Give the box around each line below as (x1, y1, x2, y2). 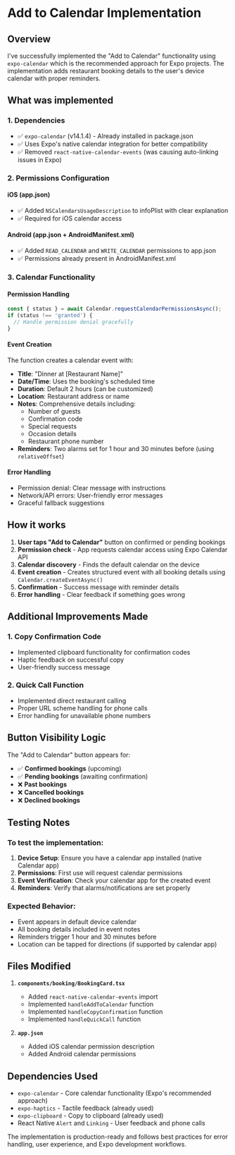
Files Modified (7, 961, 72, 972)
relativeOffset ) (17, 452, 65, 460)
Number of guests (27, 407, 81, 415)
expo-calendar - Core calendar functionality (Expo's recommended (17, 1089, 212, 1097)
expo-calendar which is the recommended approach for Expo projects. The (7, 59, 224, 68)
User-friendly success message (17, 662, 110, 671)
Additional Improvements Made (7, 611, 148, 623)
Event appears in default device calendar (17, 918, 137, 926)
